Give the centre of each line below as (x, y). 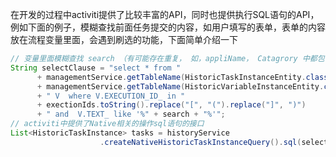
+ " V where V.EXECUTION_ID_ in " (111, 96)
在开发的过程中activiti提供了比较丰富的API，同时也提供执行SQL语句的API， (165, 14)
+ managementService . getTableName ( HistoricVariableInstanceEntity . (180, 86)
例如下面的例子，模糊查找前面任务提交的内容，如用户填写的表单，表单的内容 (168, 27)
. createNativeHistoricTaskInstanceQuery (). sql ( (200, 142)
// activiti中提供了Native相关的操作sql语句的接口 (107, 124)
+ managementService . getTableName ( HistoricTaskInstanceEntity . (171, 77)
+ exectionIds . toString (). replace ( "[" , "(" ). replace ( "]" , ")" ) (171, 105)
